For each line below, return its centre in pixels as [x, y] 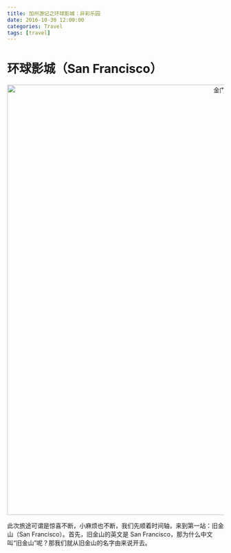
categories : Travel [35, 26]
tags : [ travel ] [29, 33]
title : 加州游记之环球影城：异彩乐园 [54, 13]
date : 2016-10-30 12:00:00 [46, 20]
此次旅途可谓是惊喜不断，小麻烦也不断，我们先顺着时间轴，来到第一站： [109, 526]
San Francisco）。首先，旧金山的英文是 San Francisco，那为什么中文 [116, 534]
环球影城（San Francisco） [85, 69]
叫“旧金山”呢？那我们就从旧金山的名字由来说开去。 [79, 543]
